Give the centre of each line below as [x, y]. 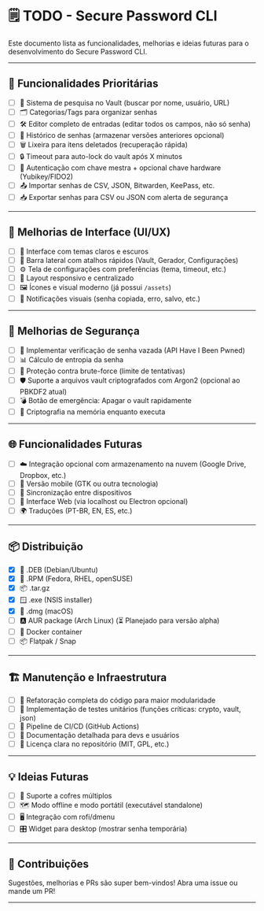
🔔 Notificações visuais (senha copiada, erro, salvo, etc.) [110, 298]
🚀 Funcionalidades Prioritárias [83, 84]
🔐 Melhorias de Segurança [74, 331]
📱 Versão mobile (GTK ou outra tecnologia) [89, 483]
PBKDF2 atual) [43, 392]
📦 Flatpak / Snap [48, 641]
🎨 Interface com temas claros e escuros [84, 251]
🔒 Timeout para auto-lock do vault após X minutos [101, 156]
